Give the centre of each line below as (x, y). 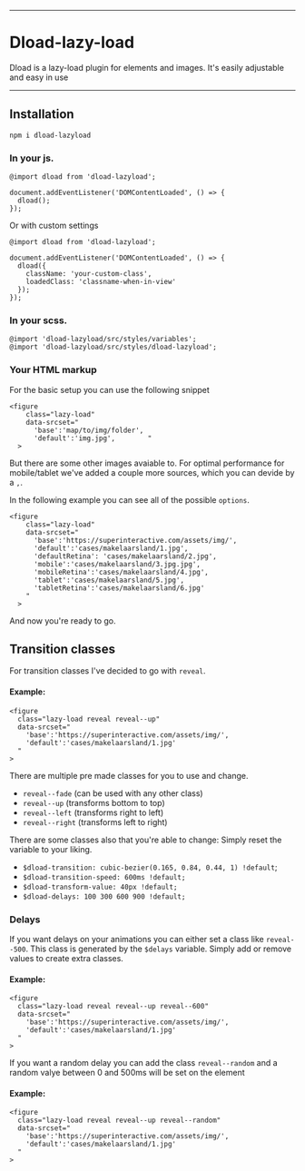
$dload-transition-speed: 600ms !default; (104, 877)
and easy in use (39, 77)
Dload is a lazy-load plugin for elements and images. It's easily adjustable (147, 67)
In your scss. (39, 320)
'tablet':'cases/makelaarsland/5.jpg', (108, 580)
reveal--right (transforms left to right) (95, 822)
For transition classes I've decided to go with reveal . (108, 671)
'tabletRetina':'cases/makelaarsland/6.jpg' (119, 588)
